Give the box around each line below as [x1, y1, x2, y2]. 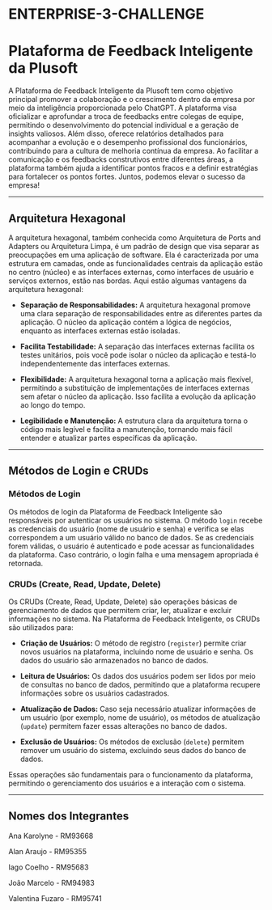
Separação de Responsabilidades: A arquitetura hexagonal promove [19, 300, 251, 310]
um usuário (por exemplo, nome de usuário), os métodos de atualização [19, 713, 261, 722]
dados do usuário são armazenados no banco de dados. [19, 655, 209, 665]
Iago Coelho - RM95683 [8, 862, 89, 872]
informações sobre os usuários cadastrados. [19, 688, 170, 698]
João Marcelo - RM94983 [8, 878, 95, 887]
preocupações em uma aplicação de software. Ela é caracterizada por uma [8, 250, 259, 260]
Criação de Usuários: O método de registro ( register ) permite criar [19, 638, 247, 648]
